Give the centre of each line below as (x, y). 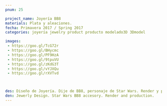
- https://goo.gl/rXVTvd (33, 73)
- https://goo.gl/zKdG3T (33, 64)
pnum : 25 (14, 10)
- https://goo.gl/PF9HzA (33, 55)
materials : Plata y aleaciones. (39, 23)
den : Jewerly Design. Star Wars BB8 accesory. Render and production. (80, 96)
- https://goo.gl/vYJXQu (33, 69)
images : (13, 41)
